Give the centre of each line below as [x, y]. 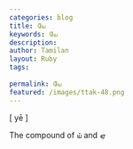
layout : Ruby [33, 59]
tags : [19, 68]
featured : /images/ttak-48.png [67, 92]
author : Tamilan [39, 51]
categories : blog [41, 17]
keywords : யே [33, 34]
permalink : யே [35, 84]
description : [33, 42]
